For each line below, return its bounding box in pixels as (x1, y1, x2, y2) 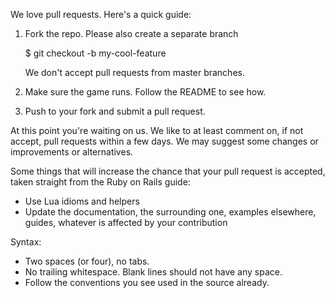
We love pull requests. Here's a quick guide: (10, 9, 192, 20)
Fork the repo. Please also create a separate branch (24, 28, 239, 39)
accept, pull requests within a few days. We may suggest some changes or (10, 135, 319, 147)
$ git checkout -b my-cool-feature (24, 47, 167, 59)
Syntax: (10, 236, 42, 248)
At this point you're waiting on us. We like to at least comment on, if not (10, 125, 304, 136)
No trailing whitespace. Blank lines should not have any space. (24, 266, 283, 278)
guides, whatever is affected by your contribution (24, 217, 228, 228)
